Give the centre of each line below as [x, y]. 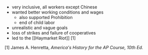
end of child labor [37, 22]
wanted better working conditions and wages [58, 12]
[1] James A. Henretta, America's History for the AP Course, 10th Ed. [74, 47]
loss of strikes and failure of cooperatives [54, 33]
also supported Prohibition [46, 17]
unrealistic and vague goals [40, 28]
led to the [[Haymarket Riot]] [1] [44, 38]
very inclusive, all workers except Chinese [54, 7]
